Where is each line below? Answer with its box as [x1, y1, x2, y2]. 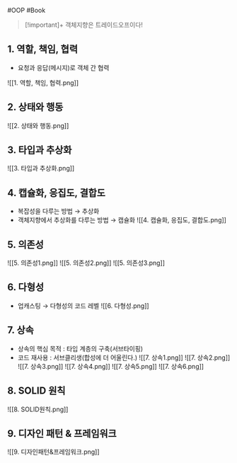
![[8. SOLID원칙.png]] [7, 405, 69, 413]
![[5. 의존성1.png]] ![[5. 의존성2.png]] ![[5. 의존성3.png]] [7, 258, 165, 268]
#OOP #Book [7, 6, 46, 14]
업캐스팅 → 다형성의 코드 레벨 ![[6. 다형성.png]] [17, 301, 150, 310]
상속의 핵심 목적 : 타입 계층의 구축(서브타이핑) [17, 344, 144, 353]
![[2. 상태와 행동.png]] [7, 121, 69, 130]
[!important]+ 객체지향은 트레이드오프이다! [24, 21, 144, 29]
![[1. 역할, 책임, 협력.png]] [7, 78, 79, 87]
